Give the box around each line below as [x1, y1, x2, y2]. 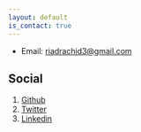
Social [8, 71, 43, 86]
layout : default [8, 12, 68, 22]
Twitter [20, 104, 48, 115]
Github [20, 95, 46, 105]
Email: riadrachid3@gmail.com [20, 45, 133, 56]
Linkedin [20, 113, 53, 124]
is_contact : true [8, 21, 72, 30]
